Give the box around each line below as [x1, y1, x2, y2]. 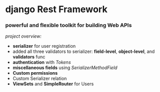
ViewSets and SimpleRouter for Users [12, 81, 94, 87]
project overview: [5, 33, 42, 39]
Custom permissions [12, 70, 58, 76]
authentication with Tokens [12, 59, 71, 66]
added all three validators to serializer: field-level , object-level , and [12, 48, 155, 54]
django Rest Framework [5, 4, 108, 15]
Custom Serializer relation [12, 75, 67, 82]
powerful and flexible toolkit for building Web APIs [5, 22, 132, 29]
